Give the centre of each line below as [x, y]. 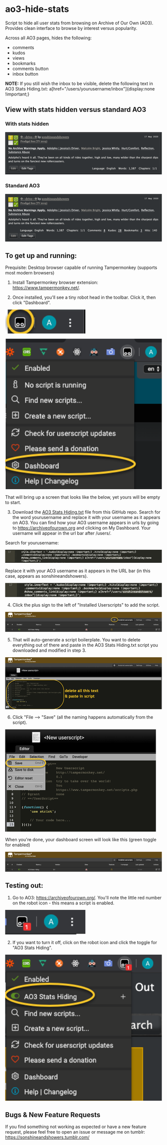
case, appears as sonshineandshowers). [46, 576]
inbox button [25, 74]
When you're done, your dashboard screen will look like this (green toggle [81, 839]
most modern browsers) [30, 273]
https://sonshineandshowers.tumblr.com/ [47, 1138]
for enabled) [18, 845]
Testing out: [24, 886]
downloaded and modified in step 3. [49, 650]
